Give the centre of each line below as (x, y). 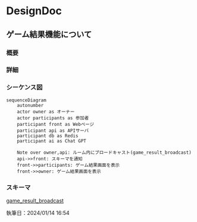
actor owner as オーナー (46, 112)
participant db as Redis (48, 136)
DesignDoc (34, 11)
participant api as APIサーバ (53, 131)
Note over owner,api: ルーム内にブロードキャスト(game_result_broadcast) (104, 153)
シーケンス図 (24, 87)
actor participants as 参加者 (53, 118)
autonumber (30, 105)
